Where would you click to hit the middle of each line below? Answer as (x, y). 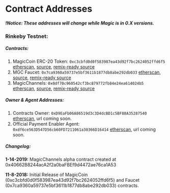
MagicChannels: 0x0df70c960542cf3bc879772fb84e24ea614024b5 (78, 83)
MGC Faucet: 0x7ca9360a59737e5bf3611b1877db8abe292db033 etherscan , (87, 72)
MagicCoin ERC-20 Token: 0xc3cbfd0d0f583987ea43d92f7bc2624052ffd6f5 (89, 61)
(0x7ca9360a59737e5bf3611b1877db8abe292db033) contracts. (72, 185)
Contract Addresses (49, 9)
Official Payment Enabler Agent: (46, 124)
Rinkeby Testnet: (27, 36)
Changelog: (18, 147)
